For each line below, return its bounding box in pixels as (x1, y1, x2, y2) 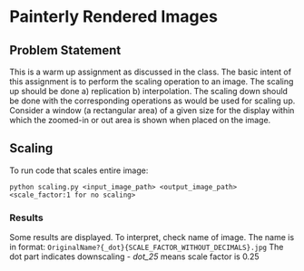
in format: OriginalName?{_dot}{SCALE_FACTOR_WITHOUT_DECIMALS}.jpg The (9, 242, 284, 253)
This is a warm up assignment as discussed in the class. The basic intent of (9, 66, 292, 77)
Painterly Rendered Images (9, 6, 218, 27)
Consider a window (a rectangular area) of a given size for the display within (9, 105, 295, 115)
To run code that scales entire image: (9, 165, 149, 176)
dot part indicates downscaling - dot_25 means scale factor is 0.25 (9, 251, 260, 262)
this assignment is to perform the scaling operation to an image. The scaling (9, 76, 294, 87)
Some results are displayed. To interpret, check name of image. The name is (9, 232, 295, 243)
